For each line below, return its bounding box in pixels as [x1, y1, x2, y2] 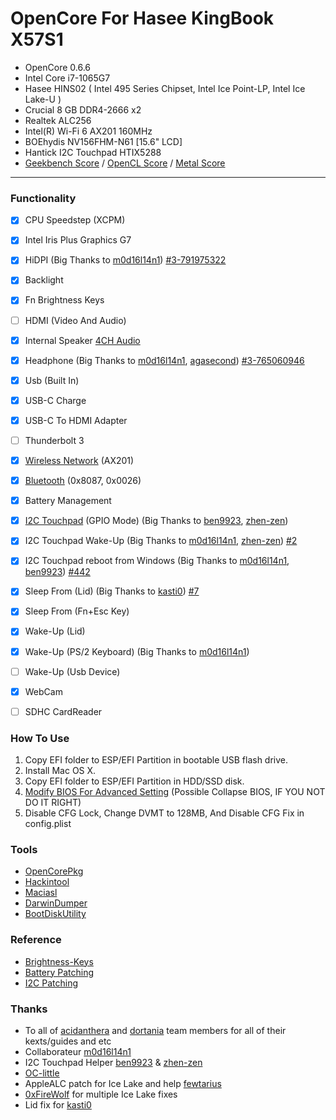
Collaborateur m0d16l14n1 [24, 1045, 132, 1057]
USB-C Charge [24, 394, 87, 406]
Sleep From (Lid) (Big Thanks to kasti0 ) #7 [24, 585, 200, 597]
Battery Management [24, 495, 112, 507]
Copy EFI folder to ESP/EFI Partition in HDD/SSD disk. [24, 775, 245, 787]
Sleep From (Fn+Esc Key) [24, 605, 130, 617]
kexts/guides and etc [24, 1035, 112, 1047]
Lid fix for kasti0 [24, 1098, 92, 1111]
